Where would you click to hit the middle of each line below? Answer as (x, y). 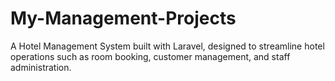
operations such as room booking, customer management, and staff (150, 56)
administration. (41, 67)
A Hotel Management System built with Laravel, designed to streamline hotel (167, 46)
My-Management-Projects (123, 18)
